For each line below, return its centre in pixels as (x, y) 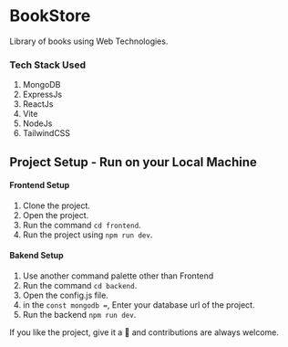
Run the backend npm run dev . (79, 315)
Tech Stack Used (48, 65)
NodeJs (37, 123)
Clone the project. (57, 205)
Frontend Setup (40, 185)
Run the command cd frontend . (82, 225)
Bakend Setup (36, 256)
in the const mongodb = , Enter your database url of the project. (139, 305)
